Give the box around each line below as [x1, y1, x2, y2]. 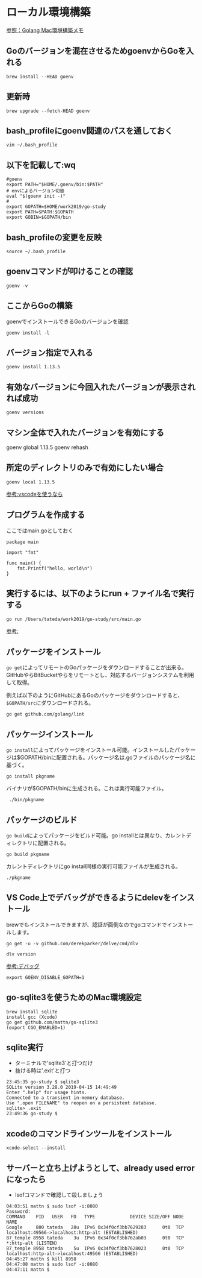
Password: [6, 1209, 31, 1215]
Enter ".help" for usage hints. [6, 1089, 87, 1096]
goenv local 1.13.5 [6, 479, 55, 485]
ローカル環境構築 [6, 5, 91, 19]
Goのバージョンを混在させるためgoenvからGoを [6, 46, 186, 56]
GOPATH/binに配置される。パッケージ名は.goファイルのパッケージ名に [20, 754, 196, 761]
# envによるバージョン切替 [6, 188, 65, 194]
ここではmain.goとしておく [6, 527, 73, 534]
